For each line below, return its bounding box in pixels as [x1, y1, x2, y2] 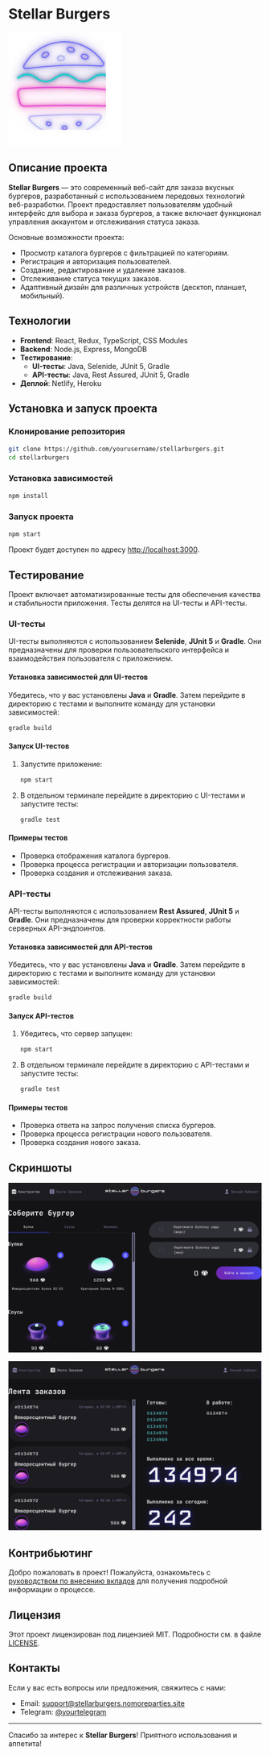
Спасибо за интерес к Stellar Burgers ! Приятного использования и [8, 1730, 238, 1740]
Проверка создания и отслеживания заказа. [19, 868, 173, 877]
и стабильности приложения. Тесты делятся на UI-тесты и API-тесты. [8, 598, 247, 608]
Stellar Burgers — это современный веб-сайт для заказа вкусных [8, 182, 235, 192]
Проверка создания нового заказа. [19, 1138, 141, 1147]
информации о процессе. [8, 1585, 96, 1595]
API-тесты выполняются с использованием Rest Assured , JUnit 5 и [8, 906, 239, 915]
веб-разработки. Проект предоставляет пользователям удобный [8, 199, 233, 210]
